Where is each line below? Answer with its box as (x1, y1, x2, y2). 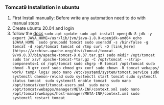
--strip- (124, 57, 142, 62)
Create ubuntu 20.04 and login (12, 25, 74, 31)
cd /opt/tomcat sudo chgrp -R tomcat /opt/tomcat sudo (41, 62, 155, 66)
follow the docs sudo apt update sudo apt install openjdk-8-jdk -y (12, 31, 152, 37)
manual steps (12, 20, 40, 26)
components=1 (12, 62, 39, 66)
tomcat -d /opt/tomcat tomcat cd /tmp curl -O (12, 44, 109, 49)
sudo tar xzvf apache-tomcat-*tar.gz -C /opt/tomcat (12, 57, 122, 62)
